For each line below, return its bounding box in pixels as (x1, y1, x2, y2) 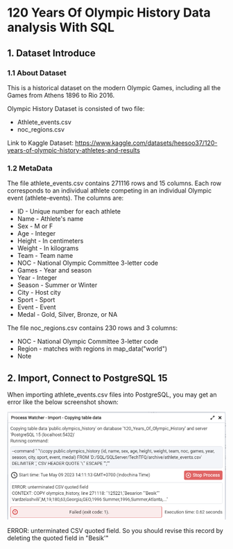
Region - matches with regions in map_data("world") (17, 345, 168, 353)
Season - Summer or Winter (17, 281, 98, 289)
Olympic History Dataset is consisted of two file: (7, 104, 145, 112)
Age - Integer (17, 229, 56, 238)
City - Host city (17, 288, 61, 297)
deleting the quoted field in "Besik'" (7, 534, 109, 542)
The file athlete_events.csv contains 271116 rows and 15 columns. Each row (7, 179, 222, 188)
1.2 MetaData (7, 163, 53, 173)
